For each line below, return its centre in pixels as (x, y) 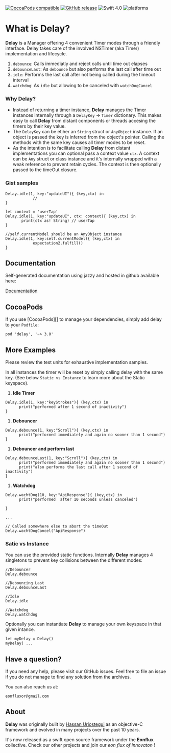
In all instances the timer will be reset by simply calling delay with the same (84, 372)
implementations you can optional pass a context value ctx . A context (86, 153)
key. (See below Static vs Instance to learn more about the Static (75, 377)
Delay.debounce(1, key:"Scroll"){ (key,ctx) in (57, 430)
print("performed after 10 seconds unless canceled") (78, 499)
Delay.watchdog (21, 615)
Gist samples (22, 183)
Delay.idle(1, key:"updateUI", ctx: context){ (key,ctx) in (71, 216)
